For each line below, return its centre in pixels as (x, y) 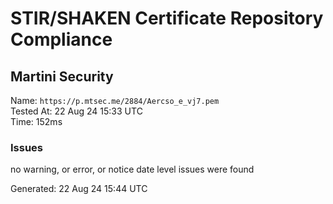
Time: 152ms (36, 121)
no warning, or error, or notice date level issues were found (132, 169)
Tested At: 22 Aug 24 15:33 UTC (76, 111)
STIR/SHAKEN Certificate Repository (167, 18)
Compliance (61, 39)
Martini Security (62, 76)
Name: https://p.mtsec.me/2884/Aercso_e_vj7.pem (115, 100)
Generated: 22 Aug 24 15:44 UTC (79, 189)
